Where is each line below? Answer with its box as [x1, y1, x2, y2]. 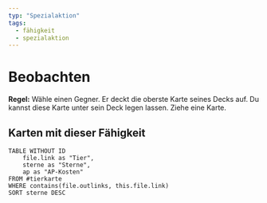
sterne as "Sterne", [22, 161, 91, 169]
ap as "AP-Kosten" [22, 168, 84, 176]
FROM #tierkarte [8, 175, 62, 183]
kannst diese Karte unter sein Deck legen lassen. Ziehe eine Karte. [8, 103, 227, 112]
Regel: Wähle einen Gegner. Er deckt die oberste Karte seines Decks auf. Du [8, 95, 259, 104]
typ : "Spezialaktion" [8, 11, 80, 20]
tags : [8, 19, 26, 27]
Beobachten [8, 68, 91, 86]
